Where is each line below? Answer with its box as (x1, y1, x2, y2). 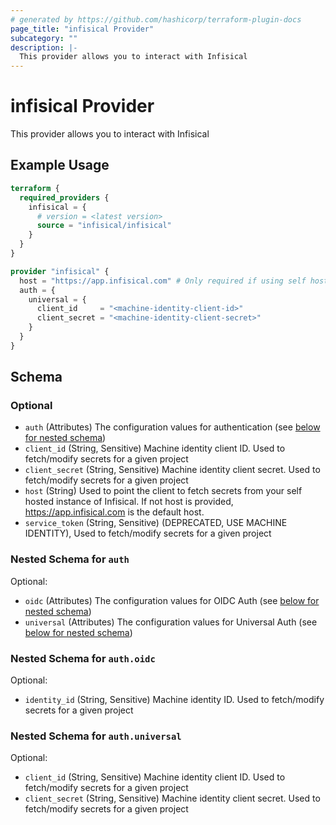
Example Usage (10, 157, 110, 174)
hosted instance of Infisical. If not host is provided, (24, 496, 234, 508)
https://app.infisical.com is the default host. (24, 506, 205, 518)
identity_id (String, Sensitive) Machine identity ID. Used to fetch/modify (24, 694, 325, 706)
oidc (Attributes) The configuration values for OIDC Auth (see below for (24, 594, 320, 606)
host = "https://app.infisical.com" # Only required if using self (19, 276, 307, 286)
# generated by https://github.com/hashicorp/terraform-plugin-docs (10, 14, 302, 25)
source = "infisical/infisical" (36, 221, 172, 231)
